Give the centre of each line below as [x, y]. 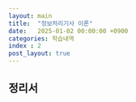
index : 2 [25, 46]
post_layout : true [39, 53]
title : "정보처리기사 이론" [51, 23]
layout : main [30, 16]
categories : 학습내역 [41, 38]
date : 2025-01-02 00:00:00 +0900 [68, 31]
